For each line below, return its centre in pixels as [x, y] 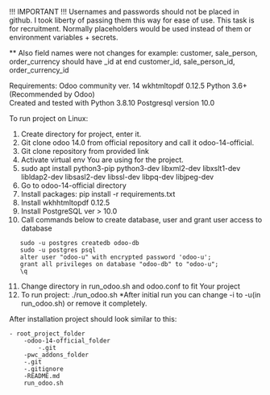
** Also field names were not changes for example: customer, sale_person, [133, 53]
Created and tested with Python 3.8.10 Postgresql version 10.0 [112, 103]
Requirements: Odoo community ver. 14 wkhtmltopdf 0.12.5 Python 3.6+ [129, 85]
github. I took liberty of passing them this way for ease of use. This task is [132, 20]
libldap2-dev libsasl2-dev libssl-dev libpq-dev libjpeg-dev [117, 177]
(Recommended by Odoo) [52, 94]
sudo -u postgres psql [58, 250]
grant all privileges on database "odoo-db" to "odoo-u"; [119, 264]
